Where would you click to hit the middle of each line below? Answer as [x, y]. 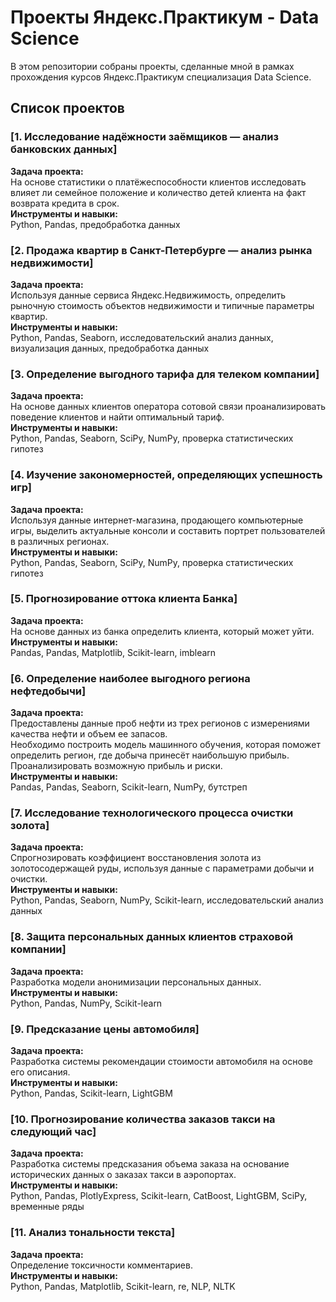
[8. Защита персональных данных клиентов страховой [152, 937]
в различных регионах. [60, 541]
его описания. [40, 1072]
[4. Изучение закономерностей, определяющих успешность [166, 475]
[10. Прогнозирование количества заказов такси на [143, 1119]
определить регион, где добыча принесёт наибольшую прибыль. [150, 755]
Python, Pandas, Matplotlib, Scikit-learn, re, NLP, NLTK [123, 1286]
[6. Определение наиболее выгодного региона [130, 678]
